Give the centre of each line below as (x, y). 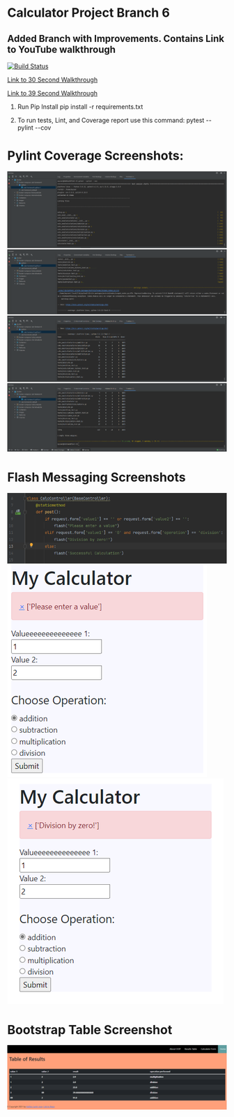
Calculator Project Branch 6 (89, 13)
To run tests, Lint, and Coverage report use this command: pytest (111, 120)
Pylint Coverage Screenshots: (95, 156)
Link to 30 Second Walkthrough (53, 79)
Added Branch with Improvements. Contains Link (116, 39)
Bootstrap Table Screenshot (90, 1029)
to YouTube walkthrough (62, 49)
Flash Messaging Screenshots (96, 477)
